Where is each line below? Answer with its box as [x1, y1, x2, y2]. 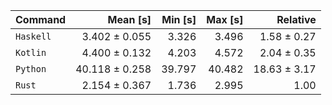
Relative [276, 13, 317, 26]
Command [15, 13, 67, 26]
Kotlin [15, 47, 47, 58]
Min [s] [161, 13, 197, 26]
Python [15, 64, 47, 74]
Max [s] [206, 13, 244, 26]
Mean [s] [107, 13, 152, 26]
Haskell [15, 31, 52, 42]
